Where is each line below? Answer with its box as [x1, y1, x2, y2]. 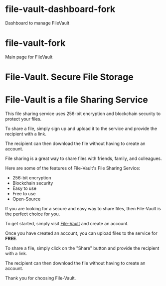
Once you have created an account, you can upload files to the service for [5, 230, 158, 236]
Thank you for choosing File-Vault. [5, 275, 76, 281]
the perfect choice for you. [5, 211, 60, 217]
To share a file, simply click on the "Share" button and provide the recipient [5, 245, 160, 251]
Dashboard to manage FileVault [5, 20, 70, 26]
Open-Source [12, 196, 41, 202]
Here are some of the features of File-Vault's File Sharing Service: [5, 165, 141, 171]
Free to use [12, 191, 36, 196]
